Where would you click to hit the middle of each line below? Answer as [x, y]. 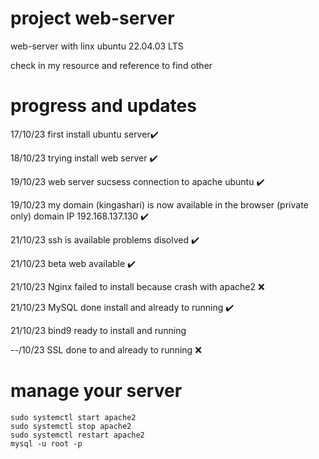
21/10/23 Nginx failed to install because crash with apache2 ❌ [137, 286]
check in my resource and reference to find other [111, 65]
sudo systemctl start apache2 [73, 417]
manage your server [96, 391]
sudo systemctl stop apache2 [71, 426]
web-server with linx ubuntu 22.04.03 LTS [97, 46]
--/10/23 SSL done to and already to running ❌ [106, 349]
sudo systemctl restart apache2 [77, 435]
